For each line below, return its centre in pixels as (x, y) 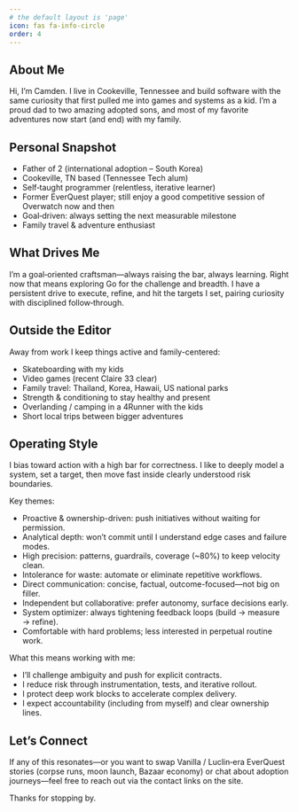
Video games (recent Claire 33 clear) (90, 379)
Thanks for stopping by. (52, 798)
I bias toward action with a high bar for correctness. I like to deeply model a (147, 465)
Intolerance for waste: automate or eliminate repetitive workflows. (142, 575)
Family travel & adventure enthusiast (88, 225)
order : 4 (25, 34)
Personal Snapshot (63, 147)
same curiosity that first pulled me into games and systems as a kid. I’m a (143, 101)
